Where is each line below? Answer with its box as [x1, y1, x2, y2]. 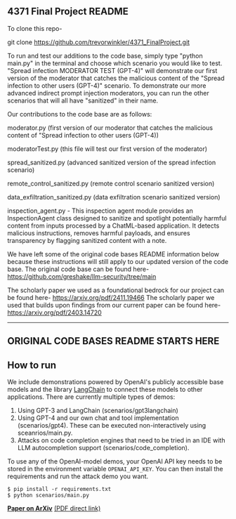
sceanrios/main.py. [17, 428, 73, 438]
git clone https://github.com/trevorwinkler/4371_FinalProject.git [7, 38, 190, 46]
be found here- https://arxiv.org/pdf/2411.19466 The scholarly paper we [7, 293, 215, 301]
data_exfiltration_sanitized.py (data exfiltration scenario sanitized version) [7, 192, 221, 201]
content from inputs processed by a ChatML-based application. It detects [7, 221, 220, 230]
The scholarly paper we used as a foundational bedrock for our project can [7, 286, 225, 294]
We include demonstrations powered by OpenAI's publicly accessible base [7, 378, 224, 386]
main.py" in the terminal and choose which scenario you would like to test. [7, 59, 223, 67]
